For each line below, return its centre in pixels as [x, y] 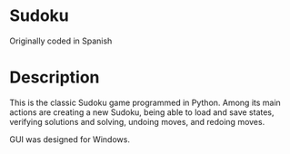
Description [55, 77]
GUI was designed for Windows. [70, 139]
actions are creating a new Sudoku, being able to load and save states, [142, 112]
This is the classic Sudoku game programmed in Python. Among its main [145, 102]
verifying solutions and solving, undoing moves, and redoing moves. [137, 121]
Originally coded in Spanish [61, 41]
